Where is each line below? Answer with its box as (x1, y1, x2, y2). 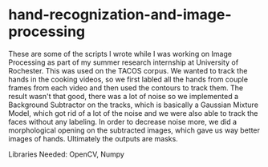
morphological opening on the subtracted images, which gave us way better (8, 125, 261, 135)
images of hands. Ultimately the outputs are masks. (8, 133, 178, 143)
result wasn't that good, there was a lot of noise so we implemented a (8, 91, 239, 101)
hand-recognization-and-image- (8, 6, 232, 24)
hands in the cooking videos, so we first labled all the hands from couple (8, 74, 249, 84)
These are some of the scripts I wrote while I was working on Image (8, 49, 233, 58)
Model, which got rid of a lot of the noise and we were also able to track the (8, 108, 258, 117)
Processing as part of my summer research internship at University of (8, 58, 239, 67)
